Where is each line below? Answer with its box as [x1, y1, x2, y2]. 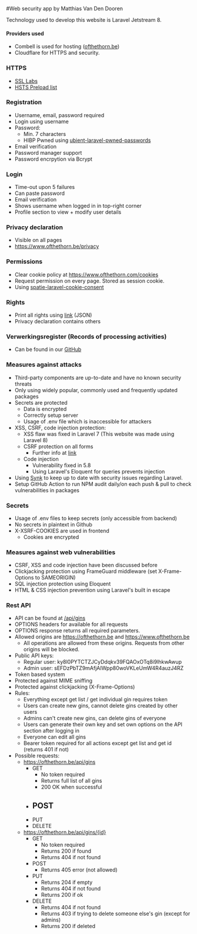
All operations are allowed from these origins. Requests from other [23, 640, 185, 647]
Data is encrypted [23, 405, 67, 412]
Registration [6, 98, 42, 107]
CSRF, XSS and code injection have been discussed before [14, 562, 158, 569]
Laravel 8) [23, 436, 48, 443]
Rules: [14, 690, 31, 697]
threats [14, 380, 32, 387]
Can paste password [14, 190, 65, 197]
